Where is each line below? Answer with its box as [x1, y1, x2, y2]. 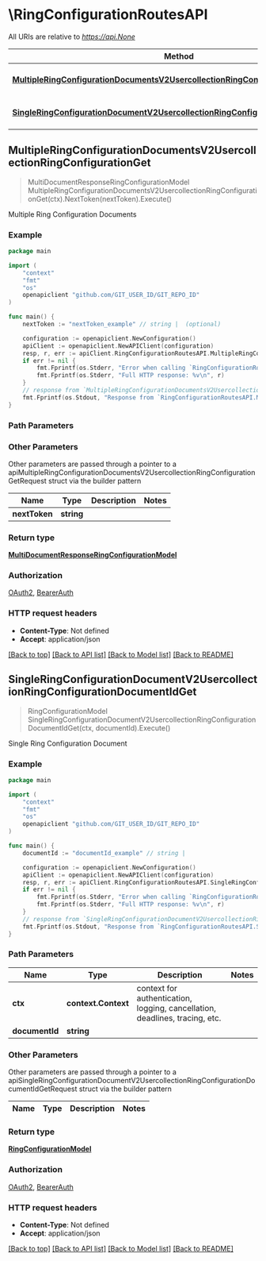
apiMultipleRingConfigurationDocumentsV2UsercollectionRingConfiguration [8, 467, 256, 477]
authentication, [136, 993, 192, 1004]
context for [136, 982, 178, 993]
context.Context [66, 997, 129, 1008]
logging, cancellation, [136, 1002, 216, 1013]
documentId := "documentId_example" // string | [22, 849, 186, 857]
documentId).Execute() [95, 723, 171, 732]
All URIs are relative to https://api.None [8, 32, 136, 41]
